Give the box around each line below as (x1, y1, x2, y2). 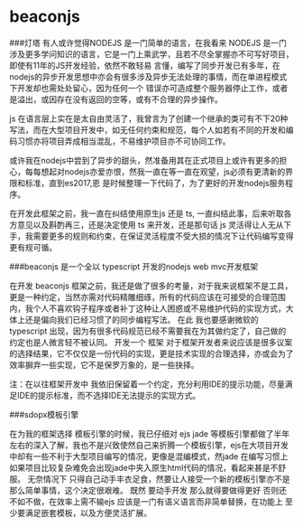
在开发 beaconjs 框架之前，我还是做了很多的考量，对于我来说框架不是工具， (9, 280, 293, 291)
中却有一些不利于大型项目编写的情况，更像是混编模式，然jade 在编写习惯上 (9, 450, 289, 462)
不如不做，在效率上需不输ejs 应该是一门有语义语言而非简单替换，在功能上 (9, 495, 283, 507)
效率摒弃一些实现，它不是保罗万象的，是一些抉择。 (9, 359, 199, 370)
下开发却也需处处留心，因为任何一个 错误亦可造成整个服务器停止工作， (9, 82, 272, 93)
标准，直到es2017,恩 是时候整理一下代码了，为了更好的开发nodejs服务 (24, 177, 286, 188)
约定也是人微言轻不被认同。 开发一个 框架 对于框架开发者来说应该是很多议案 (9, 336, 293, 347)
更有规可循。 (9, 241, 57, 252)
